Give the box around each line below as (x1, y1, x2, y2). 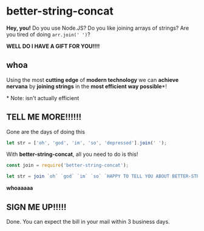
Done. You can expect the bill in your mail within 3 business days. (6, 218, 170, 225)
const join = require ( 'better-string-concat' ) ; (6, 162, 129, 169)
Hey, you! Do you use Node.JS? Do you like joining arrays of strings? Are (6, 24, 189, 32)
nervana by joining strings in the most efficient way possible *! (6, 82, 167, 90)
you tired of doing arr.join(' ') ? (6, 30, 90, 38)
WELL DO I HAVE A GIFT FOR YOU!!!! (6, 42, 100, 50)
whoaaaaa (6, 184, 33, 192)
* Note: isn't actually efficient (6, 94, 80, 101)
